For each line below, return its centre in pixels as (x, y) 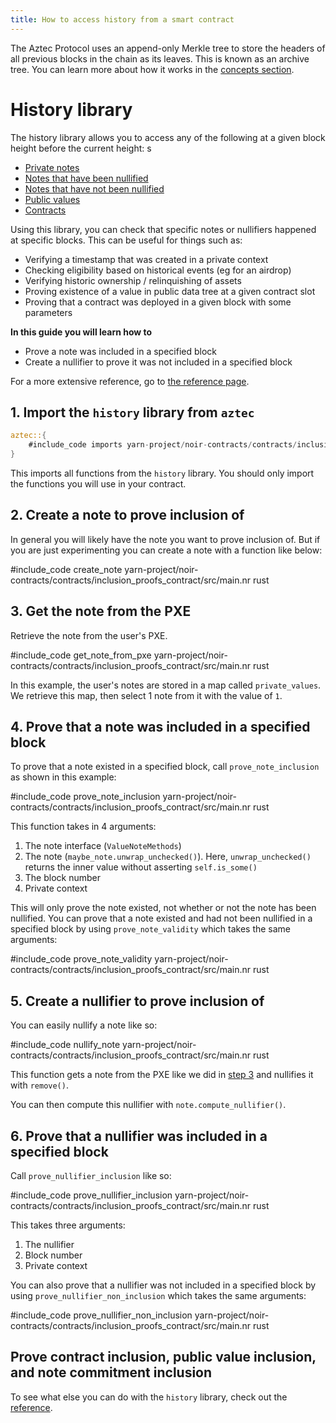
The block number (63, 878)
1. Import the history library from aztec (132, 412)
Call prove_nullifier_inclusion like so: (91, 1176)
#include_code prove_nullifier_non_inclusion (101, 1315)
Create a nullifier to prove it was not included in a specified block (158, 362)
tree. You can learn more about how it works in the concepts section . (152, 69)
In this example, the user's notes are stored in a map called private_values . (166, 685)
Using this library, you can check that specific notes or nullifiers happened (163, 229)
